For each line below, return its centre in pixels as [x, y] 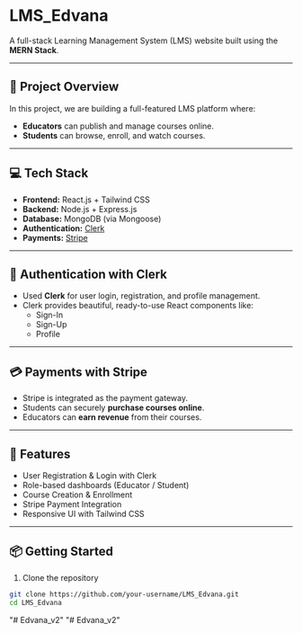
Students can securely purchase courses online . [113, 408]
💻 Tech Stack [49, 173]
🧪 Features [40, 454]
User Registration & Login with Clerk [89, 476]
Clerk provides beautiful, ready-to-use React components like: [138, 306]
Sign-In [49, 315]
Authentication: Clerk [63, 228]
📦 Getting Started [62, 552]
